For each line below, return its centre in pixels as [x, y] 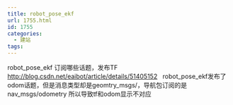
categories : [25, 33]
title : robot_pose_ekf [41, 14]
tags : [15, 47]
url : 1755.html [30, 20]
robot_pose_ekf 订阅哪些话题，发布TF [63, 67]
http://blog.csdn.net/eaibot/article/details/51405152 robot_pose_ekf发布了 [117, 76]
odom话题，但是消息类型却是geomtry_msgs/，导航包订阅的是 [97, 85]
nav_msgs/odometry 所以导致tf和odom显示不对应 [79, 94]
